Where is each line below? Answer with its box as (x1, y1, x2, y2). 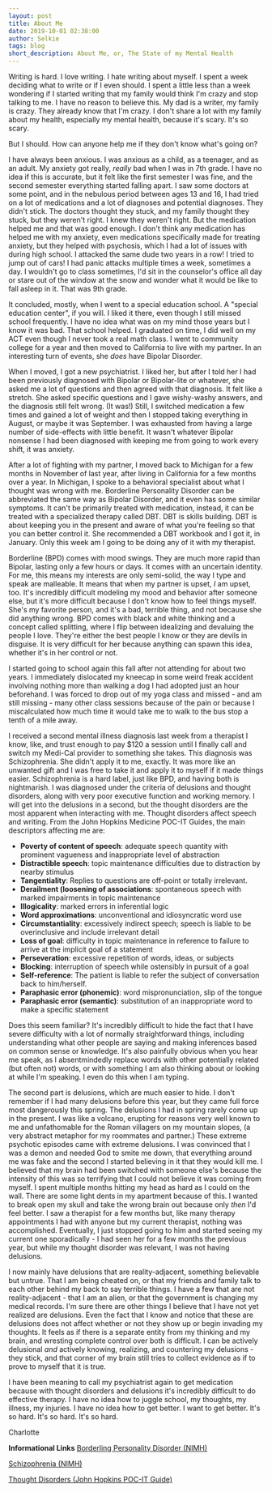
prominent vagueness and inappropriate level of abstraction (19, 850, 220, 859)
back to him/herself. (19, 979, 87, 988)
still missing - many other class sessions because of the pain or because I (8, 698, 255, 707)
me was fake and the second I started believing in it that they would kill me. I (8, 1157, 263, 1166)
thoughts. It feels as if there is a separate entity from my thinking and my (8, 1328, 251, 1336)
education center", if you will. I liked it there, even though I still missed (8, 309, 241, 318)
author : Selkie (8, 34, 60, 43)
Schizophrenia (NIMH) (8, 1459, 83, 1469)
